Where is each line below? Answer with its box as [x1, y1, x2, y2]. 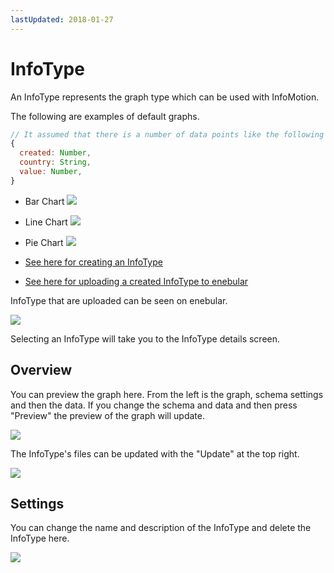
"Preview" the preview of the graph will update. [10, 409, 205, 421]
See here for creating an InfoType [24, 256, 163, 268]
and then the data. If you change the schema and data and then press [10, 399, 298, 411]
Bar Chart [24, 195, 65, 207]
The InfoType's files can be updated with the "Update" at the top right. [10, 447, 300, 460]
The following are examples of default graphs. [10, 110, 200, 122]
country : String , [19, 157, 92, 168]
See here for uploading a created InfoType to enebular [24, 275, 249, 287]
